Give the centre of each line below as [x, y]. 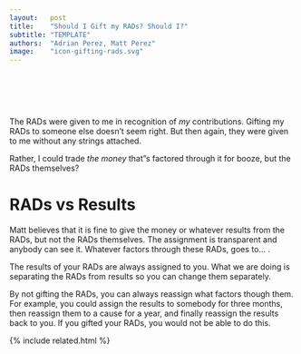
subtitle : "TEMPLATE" [50, 34]
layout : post [38, 18]
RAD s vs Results [73, 205]
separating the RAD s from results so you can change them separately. [141, 276]
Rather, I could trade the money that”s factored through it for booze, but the [150, 159]
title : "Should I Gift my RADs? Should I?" [99, 26]
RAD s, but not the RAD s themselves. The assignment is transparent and [144, 240]
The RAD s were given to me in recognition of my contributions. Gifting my [147, 122]
